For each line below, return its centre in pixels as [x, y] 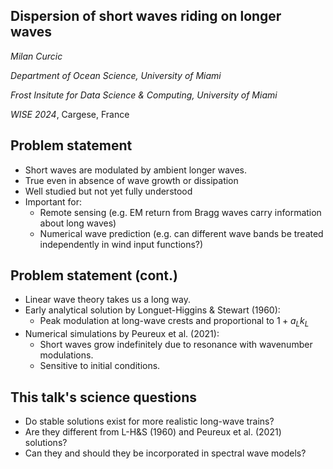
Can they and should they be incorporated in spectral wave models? [165, 453]
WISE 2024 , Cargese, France [70, 114]
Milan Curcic [36, 56]
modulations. [66, 355]
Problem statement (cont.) [94, 275]
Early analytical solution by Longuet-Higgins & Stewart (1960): [152, 310]
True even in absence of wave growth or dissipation [131, 180]
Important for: [53, 201]
